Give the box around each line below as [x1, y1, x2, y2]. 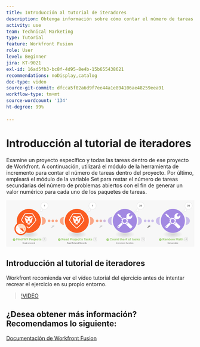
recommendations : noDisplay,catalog [6, 72, 97, 79]
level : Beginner [6, 54, 47, 60]
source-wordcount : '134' [6, 98, 68, 104]
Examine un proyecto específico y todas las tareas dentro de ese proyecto [6, 156, 189, 163]
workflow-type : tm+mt [6, 91, 60, 98]
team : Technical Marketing [6, 29, 73, 35]
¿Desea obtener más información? [6, 309, 137, 320]
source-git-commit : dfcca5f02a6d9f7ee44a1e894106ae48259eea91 [6, 85, 164, 91]
